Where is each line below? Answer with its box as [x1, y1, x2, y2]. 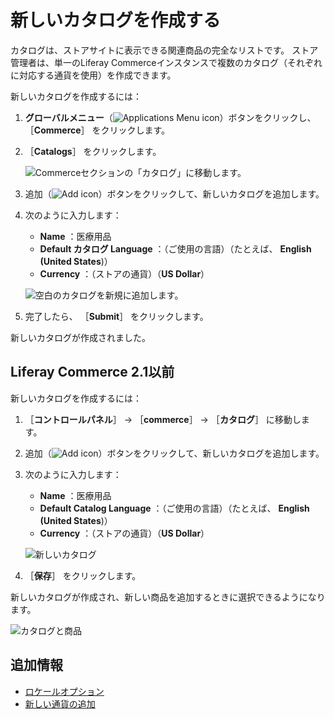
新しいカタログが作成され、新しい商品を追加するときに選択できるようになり [10, 591, 326, 603]
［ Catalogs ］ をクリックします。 [24, 145, 162, 157]
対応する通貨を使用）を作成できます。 [18, 69, 177, 81]
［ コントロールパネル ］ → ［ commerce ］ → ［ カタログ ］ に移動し [24, 413, 302, 425]
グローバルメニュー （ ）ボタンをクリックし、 [24, 111, 317, 123]
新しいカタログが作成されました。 [10, 331, 151, 343]
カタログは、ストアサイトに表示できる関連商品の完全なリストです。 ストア [10, 44, 319, 56]
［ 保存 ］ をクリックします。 [24, 569, 142, 581]
